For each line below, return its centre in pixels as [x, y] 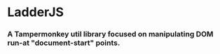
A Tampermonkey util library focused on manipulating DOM [110, 34]
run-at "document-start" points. [64, 43]
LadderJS [36, 12]
